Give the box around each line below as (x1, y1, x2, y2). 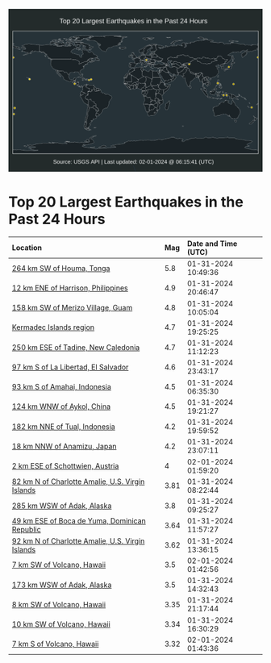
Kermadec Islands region (11, 323, 95, 332)
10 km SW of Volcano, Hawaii (11, 619, 110, 629)
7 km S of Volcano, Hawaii (11, 639, 99, 649)
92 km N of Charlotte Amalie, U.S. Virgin (11, 536, 145, 545)
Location (11, 243, 43, 252)
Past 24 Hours (8, 210, 106, 228)
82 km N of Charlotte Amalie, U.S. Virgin (11, 477, 145, 486)
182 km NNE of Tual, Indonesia (11, 421, 115, 432)
